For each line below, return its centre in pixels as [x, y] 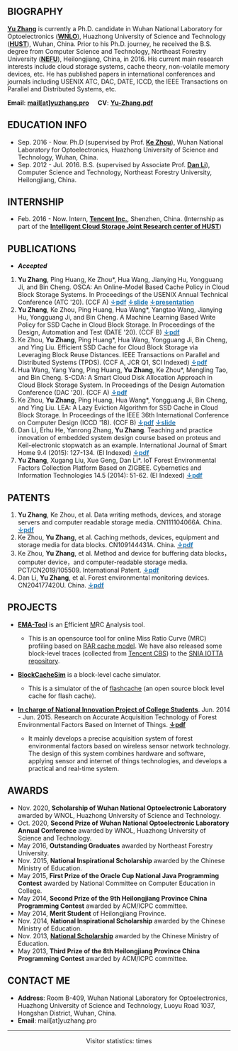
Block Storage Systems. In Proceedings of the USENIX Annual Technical [123, 295]
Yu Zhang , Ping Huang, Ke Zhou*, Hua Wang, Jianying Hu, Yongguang [120, 280]
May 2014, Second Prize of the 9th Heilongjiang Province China [112, 898]
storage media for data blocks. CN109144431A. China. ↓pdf [105, 545]
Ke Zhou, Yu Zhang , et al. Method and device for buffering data [110, 553]
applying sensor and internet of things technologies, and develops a [127, 760]
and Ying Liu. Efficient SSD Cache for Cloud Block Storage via [108, 347]
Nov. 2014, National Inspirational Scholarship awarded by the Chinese [121, 921]
